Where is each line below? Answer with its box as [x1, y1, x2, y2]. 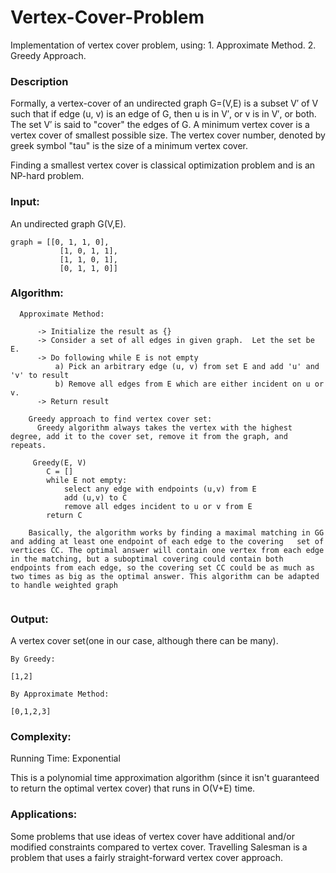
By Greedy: [10, 654, 56, 665]
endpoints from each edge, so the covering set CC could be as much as [10, 562, 315, 573]
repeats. [10, 440, 47, 450]
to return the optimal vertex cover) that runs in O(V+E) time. [10, 782, 256, 795]
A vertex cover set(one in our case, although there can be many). [10, 635, 279, 647]
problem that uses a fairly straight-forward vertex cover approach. [10, 851, 283, 863]
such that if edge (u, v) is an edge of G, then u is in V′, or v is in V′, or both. [10, 108, 317, 120]
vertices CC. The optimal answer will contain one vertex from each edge [10, 545, 325, 555]
